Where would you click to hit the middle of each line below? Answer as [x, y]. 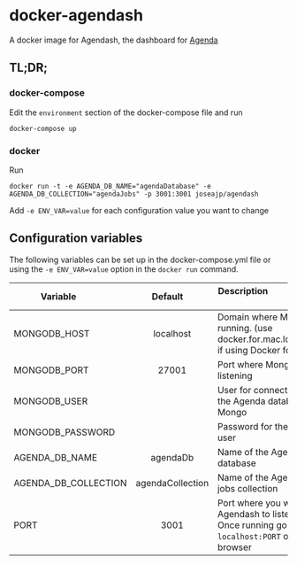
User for [234, 390]
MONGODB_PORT [51, 370]
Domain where [247, 317]
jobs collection [247, 488]
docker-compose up [43, 128]
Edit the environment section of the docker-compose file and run [126, 112]
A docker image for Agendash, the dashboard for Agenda [114, 40]
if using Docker [249, 350]
